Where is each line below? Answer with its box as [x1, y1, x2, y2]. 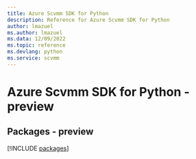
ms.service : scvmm [7, 55, 60, 62]
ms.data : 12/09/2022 [7, 36, 66, 42]
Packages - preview [7, 126, 94, 138]
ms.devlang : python [7, 49, 63, 56]
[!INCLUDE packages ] [7, 144, 69, 152]
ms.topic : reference [7, 42, 66, 49]
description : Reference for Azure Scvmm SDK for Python [7, 16, 170, 23]
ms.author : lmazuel [7, 29, 63, 36]
